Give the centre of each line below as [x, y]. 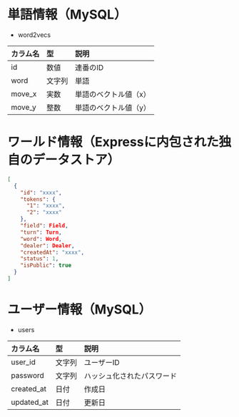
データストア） [76, 160]
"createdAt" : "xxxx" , [52, 252]
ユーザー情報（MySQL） [80, 310]
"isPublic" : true [46, 266]
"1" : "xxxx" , [46, 206]
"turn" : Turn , [41, 232]
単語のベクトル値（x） [113, 94]
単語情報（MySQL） [67, 15]
